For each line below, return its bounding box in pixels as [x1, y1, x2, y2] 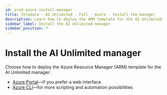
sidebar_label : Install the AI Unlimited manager [5, 21, 111, 26]
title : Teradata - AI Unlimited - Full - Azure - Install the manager [5, 12, 155, 17]
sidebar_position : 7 [5, 26, 48, 31]
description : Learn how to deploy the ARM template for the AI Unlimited [5, 16, 162, 21]
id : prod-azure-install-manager [5, 7, 72, 12]
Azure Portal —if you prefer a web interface [12, 79, 101, 85]
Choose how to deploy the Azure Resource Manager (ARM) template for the [5, 64, 161, 70]
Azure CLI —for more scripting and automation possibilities [12, 84, 133, 90]
